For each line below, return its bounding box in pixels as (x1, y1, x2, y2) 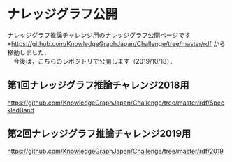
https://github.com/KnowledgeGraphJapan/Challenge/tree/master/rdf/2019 (7, 147, 224, 155)
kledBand (7, 105, 35, 114)
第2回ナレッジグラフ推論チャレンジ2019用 (7, 128, 191, 140)
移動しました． (7, 48, 50, 57)
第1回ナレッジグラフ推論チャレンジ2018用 (7, 80, 189, 91)
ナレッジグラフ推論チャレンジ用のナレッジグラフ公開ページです (7, 31, 191, 39)
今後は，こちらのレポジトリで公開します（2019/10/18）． (13, 57, 176, 65)
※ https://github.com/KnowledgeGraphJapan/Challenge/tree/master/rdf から (7, 39, 226, 47)
